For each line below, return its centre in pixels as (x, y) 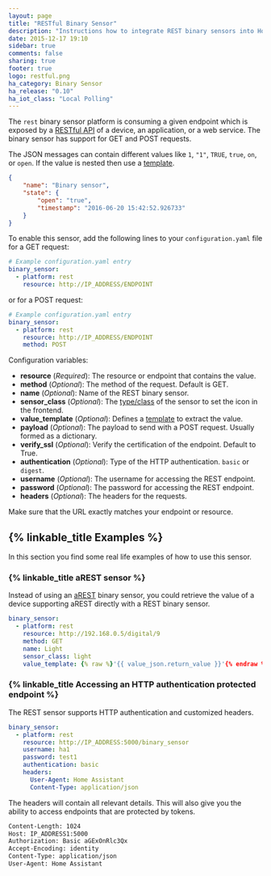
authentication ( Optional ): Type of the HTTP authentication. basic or (135, 462)
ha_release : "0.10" (41, 91)
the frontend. (42, 410)
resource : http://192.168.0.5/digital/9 (92, 634)
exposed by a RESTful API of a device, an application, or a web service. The (134, 130)
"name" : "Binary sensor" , (67, 186)
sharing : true (32, 61)
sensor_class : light (57, 656)
